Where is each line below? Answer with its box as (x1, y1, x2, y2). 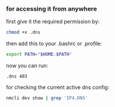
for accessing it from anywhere (6, 5, 97, 13)
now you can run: (6, 62, 49, 69)
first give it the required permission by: (6, 18, 100, 25)
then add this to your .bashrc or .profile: (6, 40, 103, 47)
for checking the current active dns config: (6, 84, 110, 91)
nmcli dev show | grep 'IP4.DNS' (6, 95, 88, 101)
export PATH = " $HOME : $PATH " (6, 52, 72, 58)
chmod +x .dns (6, 29, 41, 35)
